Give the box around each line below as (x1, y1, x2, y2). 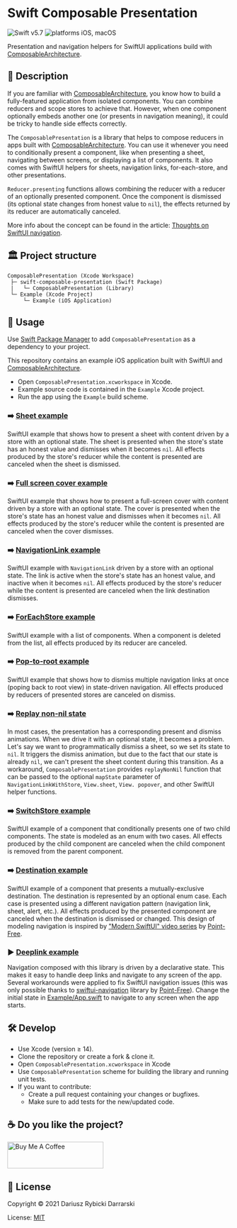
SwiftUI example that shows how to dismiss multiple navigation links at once (7, 675, 229, 684)
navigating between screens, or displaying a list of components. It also (7, 155, 214, 164)
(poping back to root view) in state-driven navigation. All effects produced (7, 682, 224, 691)
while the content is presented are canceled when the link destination (7, 587, 210, 595)
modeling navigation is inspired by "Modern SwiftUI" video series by (7, 922, 207, 930)
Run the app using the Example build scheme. (17, 392, 149, 402)
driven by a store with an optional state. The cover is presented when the (7, 504, 221, 512)
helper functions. (7, 787, 57, 796)
